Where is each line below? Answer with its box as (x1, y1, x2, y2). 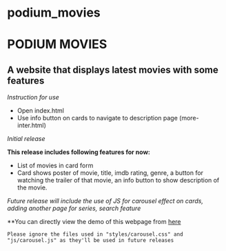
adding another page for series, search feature (7, 204, 141, 212)
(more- (178, 114, 199, 122)
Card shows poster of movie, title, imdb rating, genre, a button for (17, 169, 204, 177)
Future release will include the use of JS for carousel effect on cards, (7, 197, 203, 205)
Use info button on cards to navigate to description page (17, 114, 178, 122)
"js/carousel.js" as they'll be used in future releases (7, 237, 174, 244)
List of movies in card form (17, 161, 94, 170)
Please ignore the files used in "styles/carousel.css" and (7, 231, 184, 238)
